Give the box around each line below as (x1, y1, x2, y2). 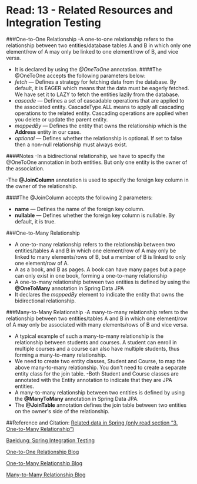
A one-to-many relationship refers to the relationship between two (14, 241, 175, 248)
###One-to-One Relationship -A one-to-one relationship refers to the (6, 35, 174, 42)
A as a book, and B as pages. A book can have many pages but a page (14, 266, 186, 273)
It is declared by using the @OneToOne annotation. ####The (14, 65, 162, 73)
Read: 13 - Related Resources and (6, 4, 173, 17)
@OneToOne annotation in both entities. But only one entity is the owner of (6, 159, 188, 166)
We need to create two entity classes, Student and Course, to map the (14, 357, 185, 364)
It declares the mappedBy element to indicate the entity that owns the (14, 291, 184, 298)
